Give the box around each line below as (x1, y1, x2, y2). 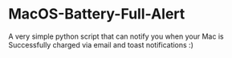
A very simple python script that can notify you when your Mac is (8, 31, 224, 41)
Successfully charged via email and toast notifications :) (8, 39, 194, 49)
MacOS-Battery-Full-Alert (8, 5, 185, 23)
